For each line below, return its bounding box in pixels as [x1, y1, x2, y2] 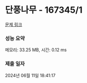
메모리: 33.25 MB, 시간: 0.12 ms [5, 47, 67, 53]
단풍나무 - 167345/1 [5, 4, 83, 16]
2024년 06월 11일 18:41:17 [5, 72, 56, 78]
